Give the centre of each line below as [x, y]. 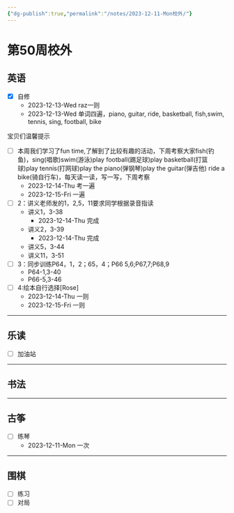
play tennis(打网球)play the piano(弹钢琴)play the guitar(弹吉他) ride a [125, 168]
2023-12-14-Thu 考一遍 [61, 185]
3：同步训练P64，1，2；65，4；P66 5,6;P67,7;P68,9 [93, 264]
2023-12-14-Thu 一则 [58, 296]
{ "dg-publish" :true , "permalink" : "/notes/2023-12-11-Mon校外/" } [100, 14]
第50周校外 [40, 50]
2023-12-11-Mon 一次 [58, 445]
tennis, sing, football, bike [65, 121]
